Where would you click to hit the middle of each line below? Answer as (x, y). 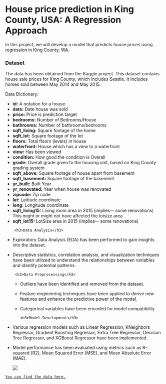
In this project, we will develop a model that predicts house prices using (79, 44)
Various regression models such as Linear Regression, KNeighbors (81, 327)
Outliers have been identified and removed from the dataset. (82, 284)
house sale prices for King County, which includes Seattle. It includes (76, 79)
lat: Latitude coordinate (36, 200)
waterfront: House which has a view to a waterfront (66, 147)
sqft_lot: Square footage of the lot (48, 136)
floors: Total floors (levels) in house (49, 141)
